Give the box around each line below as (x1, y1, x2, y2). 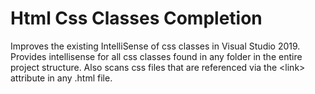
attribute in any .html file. (10, 72, 113, 84)
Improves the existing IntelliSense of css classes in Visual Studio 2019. (10, 40, 301, 52)
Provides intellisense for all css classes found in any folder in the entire (10, 50, 303, 62)
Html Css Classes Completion (10, 7, 263, 30)
